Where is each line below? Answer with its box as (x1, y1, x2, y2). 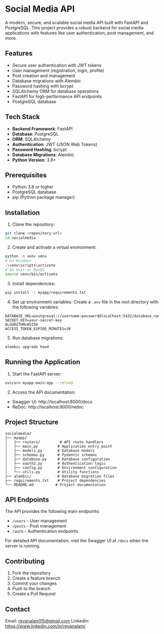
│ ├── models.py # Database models (5, 448, 95, 453)
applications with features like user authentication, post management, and (5, 30, 154, 36)
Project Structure (5, 418, 59, 426)
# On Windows (5, 258, 32, 263)
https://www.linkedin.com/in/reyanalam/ (5, 623, 86, 629)
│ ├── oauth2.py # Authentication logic (5, 461, 106, 466)
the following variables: (12, 304, 60, 310)
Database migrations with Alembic (12, 78, 82, 84)
